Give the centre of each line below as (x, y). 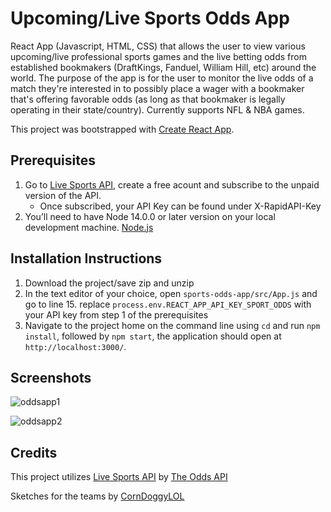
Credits (34, 452)
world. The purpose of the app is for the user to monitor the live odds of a (162, 78)
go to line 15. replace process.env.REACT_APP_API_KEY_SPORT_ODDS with (168, 304)
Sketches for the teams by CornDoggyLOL (97, 496)
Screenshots (51, 377)
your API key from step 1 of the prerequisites (116, 314)
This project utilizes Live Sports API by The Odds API (119, 477)
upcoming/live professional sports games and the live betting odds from (158, 56)
